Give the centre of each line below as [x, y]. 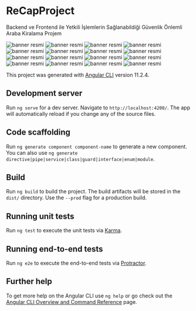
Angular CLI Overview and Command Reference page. [72, 302]
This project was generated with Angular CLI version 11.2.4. [78, 75]
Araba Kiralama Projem [34, 33]
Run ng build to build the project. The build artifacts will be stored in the [93, 192]
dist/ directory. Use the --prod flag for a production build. [76, 198]
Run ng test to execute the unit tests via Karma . [64, 230]
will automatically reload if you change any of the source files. [81, 113]
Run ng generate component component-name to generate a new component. [97, 146]
